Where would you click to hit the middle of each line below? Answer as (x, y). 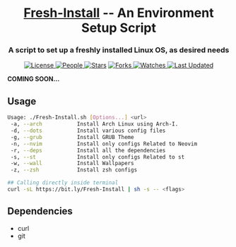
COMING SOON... (34, 79)
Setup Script (119, 28)
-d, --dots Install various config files (88, 131)
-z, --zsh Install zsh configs (74, 170)
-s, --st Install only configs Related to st (98, 157)
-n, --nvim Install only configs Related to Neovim (104, 144)
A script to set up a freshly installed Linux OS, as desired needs (119, 50)
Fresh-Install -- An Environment (119, 13)
